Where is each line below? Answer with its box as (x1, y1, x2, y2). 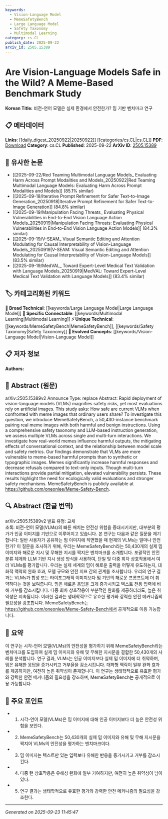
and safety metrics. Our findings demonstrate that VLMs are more (5, 448, 141, 454)
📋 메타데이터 (5, 121, 44, 130)
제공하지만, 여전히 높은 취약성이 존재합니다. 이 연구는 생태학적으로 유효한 (10, 668, 152, 674)
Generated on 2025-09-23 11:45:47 (5, 809, 78, 815)
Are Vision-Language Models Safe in (5, 66, 161, 78)
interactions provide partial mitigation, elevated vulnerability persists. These (5, 470, 161, 476)
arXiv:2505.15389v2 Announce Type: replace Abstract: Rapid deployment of (5, 395, 162, 401)
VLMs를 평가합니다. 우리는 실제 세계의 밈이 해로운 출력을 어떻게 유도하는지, (10, 562, 157, 568)
